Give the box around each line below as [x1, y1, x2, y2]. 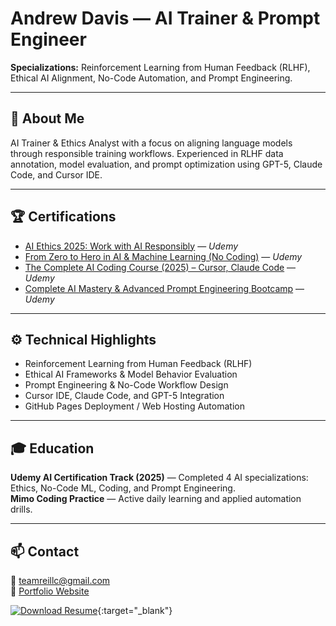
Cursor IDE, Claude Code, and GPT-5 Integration [24, 390, 225, 402]
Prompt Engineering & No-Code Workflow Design [24, 379, 229, 391]
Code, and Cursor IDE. [10, 168, 103, 181]
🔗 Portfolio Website [10, 585, 90, 597]
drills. [10, 503, 33, 516]
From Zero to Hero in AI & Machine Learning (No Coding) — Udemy [24, 250, 303, 262]
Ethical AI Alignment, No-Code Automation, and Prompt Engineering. [10, 72, 293, 84]
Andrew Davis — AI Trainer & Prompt [10, 7, 321, 30]
